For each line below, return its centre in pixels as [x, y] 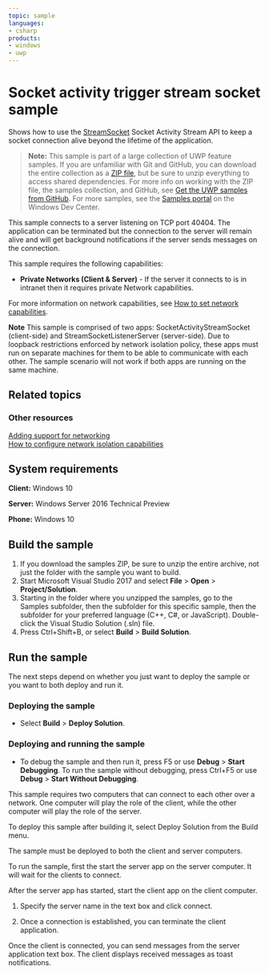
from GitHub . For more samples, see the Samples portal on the [131, 198]
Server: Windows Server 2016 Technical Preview [89, 504]
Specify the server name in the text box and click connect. [116, 906]
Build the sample [51, 545]
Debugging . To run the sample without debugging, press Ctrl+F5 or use [139, 770]
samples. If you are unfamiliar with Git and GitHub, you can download [142, 164]
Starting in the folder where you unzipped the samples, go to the [126, 598]
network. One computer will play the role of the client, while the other [122, 802]
